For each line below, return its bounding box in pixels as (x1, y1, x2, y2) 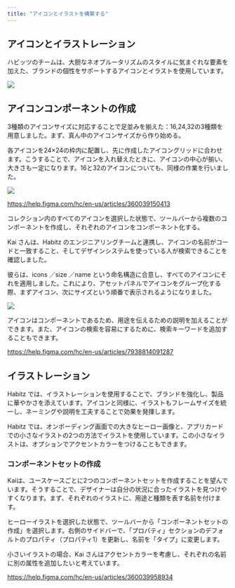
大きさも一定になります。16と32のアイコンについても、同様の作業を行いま (7, 164, 222, 172)
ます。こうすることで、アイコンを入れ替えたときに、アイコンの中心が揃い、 (7, 155, 227, 164)
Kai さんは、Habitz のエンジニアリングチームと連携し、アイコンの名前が (7, 238, 216, 247)
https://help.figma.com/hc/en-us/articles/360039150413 (7, 200, 170, 208)
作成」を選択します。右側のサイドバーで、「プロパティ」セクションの (7, 526, 206, 535)
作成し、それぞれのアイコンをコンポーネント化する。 (50, 223, 204, 232)
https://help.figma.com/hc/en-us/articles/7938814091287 (7, 348, 174, 356)
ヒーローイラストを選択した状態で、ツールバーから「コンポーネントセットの (7, 518, 229, 526)
